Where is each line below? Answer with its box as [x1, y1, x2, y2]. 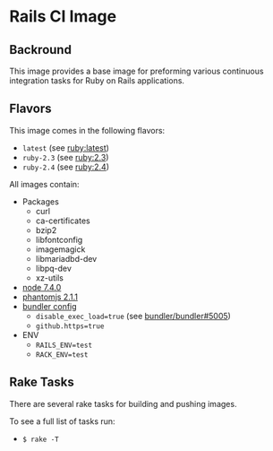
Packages [21, 195, 60, 207]
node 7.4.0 [21, 282, 62, 292]
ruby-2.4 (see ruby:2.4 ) [21, 161, 110, 172]
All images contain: [9, 178, 80, 189]
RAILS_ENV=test [35, 341, 92, 350]
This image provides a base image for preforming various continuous [9, 65, 264, 76]
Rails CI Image [9, 6, 117, 27]
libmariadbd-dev [35, 253, 98, 264]
